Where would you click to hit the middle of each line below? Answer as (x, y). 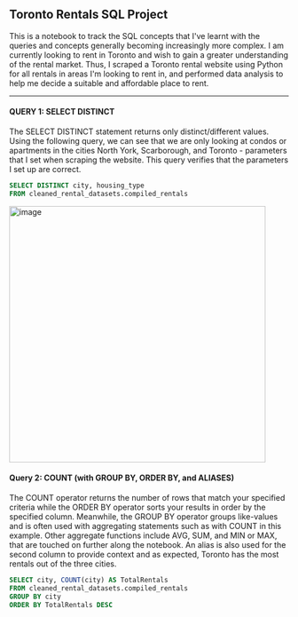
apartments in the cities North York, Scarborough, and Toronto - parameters (148, 151)
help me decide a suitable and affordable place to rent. (109, 83)
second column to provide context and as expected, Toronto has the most (144, 554)
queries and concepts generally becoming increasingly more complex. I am (147, 45)
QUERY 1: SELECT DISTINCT (62, 112)
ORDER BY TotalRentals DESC (61, 605)
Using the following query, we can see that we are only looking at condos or (148, 141)
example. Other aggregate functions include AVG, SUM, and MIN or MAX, (143, 535)
